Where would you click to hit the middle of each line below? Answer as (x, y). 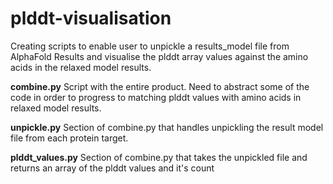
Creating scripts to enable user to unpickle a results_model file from (150, 46)
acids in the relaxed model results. (81, 67)
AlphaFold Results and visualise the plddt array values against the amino (159, 56)
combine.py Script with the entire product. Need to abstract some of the (160, 86)
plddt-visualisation (91, 18)
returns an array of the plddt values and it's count (112, 168)
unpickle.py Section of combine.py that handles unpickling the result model (167, 127)
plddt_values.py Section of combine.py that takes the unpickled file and (159, 157)
